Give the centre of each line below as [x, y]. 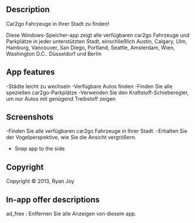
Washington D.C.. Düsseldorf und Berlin [54, 54]
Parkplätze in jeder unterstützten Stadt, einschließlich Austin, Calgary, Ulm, [97, 41]
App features [31, 72]
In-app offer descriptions [53, 199]
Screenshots [30, 117]
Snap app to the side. [40, 149]
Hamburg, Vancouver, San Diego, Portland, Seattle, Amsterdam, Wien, [91, 47]
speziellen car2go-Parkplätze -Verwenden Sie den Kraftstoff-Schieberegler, [97, 92]
